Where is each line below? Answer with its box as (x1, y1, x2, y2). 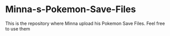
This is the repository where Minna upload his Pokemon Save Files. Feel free (5, 20, 165, 26)
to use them (5, 25, 30, 31)
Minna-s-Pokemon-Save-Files (5, 4, 136, 15)
